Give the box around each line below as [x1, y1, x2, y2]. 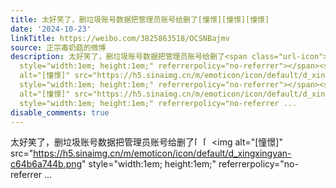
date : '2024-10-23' [10, 24, 92, 34]
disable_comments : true [10, 107, 110, 118]
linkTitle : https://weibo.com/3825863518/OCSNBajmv [10, 33, 230, 43]
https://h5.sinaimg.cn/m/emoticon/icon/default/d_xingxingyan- [33, 147, 292, 160]
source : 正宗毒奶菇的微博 [10, 42, 107, 53]
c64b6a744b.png [10, 158, 83, 170]
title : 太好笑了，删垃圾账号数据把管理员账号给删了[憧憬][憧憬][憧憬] [10, 14, 270, 25]
